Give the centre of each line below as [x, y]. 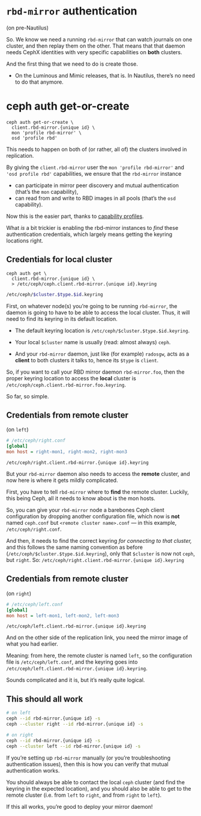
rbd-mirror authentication [72, 11]
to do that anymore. [39, 82]
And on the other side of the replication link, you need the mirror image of [97, 638]
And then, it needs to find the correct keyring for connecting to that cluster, [99, 541]
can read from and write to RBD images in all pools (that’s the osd [95, 198]
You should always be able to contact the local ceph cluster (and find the [95, 782]
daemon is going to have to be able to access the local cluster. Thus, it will [98, 312]
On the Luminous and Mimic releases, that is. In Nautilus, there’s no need [105, 75]
